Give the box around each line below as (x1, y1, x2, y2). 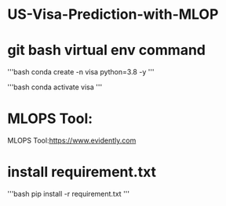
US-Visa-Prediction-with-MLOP (7, 5, 219, 23)
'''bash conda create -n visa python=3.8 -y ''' (7, 67, 155, 77)
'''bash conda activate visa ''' (7, 82, 103, 92)
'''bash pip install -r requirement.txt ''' (7, 190, 130, 198)
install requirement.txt (7, 163, 157, 181)
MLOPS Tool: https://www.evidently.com (7, 136, 137, 146)
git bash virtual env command (7, 42, 206, 60)
